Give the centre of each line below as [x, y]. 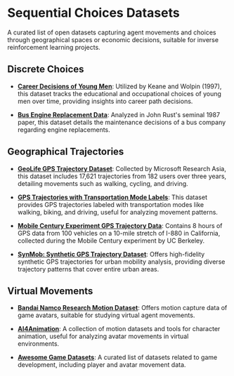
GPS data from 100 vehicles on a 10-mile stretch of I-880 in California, [119, 233]
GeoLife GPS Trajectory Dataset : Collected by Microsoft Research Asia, [122, 168]
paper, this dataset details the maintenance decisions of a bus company [122, 122]
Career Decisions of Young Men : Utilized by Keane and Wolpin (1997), [119, 86]
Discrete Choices [46, 69]
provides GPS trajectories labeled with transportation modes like [111, 204]
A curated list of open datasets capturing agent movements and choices [112, 32]
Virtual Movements [50, 291]
